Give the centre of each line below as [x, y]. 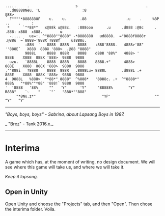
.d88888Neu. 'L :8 [48, 10]
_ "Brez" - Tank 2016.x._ [29, 124]
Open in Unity [27, 192]
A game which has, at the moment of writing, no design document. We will [80, 162]
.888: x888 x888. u [34, 32]
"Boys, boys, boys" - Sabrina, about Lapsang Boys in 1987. [65, 114]
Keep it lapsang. [22, 176]
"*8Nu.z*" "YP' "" [88, 96]
